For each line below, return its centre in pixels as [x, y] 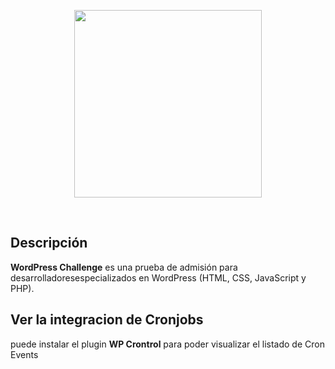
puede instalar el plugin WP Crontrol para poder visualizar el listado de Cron [167, 344]
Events [24, 354]
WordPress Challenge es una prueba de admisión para [124, 267]
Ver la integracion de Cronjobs [107, 320]
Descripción [49, 243]
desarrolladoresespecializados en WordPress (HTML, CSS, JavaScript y [158, 277]
